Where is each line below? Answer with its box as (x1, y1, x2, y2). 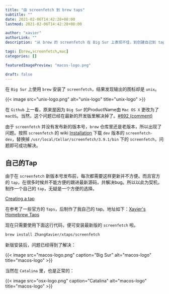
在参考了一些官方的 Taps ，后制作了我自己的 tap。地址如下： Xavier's (5, 206, 146, 212)
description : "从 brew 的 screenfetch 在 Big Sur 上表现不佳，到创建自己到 (5, 40, 156, 45)
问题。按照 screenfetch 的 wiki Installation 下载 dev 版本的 (5, 130, 125, 136)
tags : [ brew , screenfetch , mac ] (5, 49, 69, 54)
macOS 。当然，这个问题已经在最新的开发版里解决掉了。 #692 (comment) (5, 113, 153, 119)
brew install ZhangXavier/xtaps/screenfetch (5, 232, 100, 237)
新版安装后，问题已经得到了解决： (5, 242, 76, 248)
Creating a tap (5, 196, 35, 202)
